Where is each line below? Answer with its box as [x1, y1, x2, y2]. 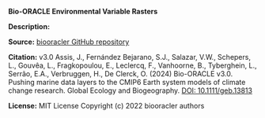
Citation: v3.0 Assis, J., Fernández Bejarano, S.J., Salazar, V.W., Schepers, [8, 53, 252, 61]
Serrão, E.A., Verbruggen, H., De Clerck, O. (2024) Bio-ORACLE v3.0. [8, 69, 233, 78]
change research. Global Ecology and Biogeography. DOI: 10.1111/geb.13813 [8, 86, 253, 95]
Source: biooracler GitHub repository [8, 37, 130, 46]
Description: [8, 22, 50, 31]
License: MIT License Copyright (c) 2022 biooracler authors [8, 101, 205, 110]
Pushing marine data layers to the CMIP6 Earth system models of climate [8, 78, 246, 87]
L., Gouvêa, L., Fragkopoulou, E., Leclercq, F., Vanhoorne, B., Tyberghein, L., [8, 61, 257, 70]
